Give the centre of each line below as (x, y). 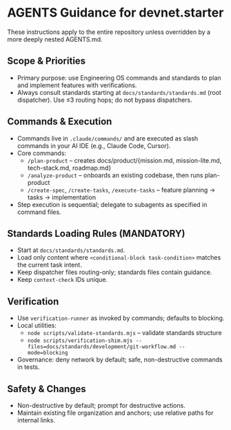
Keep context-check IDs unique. (62, 280)
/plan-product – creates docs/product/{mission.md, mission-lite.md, (124, 160)
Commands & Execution (60, 122)
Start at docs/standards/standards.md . (71, 250)
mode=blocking (48, 353)
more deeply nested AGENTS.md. (55, 39)
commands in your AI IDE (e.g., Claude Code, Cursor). (94, 145)
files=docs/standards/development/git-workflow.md (102, 347)
